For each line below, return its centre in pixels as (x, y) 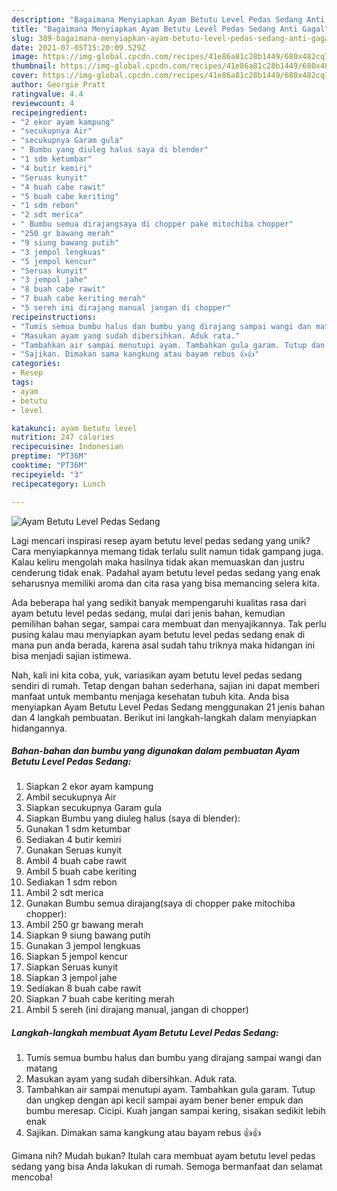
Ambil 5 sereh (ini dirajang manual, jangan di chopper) (137, 1010)
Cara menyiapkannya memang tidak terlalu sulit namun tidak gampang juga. (167, 551)
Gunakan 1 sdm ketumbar (78, 829)
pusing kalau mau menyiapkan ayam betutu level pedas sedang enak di (158, 634)
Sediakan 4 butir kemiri (73, 840)
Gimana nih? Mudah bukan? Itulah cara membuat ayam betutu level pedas (163, 1156)
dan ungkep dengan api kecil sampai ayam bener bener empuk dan (164, 1100)
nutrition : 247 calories (63, 437)
